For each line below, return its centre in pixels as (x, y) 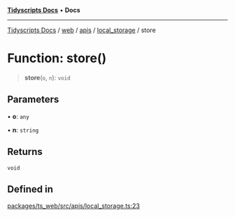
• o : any (18, 116)
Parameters (33, 99)
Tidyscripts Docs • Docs (44, 10)
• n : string (23, 130)
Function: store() (57, 58)
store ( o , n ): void (48, 77)
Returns (25, 152)
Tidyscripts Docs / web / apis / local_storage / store (81, 30)
